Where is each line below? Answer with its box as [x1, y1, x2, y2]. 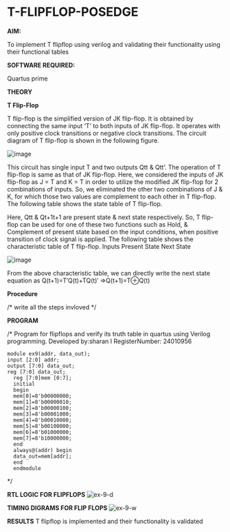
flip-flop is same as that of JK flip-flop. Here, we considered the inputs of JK [7, 170, 224, 178]
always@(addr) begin [13, 447, 72, 453]
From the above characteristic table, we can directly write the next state [7, 269, 211, 277]
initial [13, 380, 36, 387]
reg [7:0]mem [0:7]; [13, 374, 72, 381]
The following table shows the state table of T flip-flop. [7, 199, 163, 207]
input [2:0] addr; [7, 356, 60, 363]
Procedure [7, 289, 38, 298]
